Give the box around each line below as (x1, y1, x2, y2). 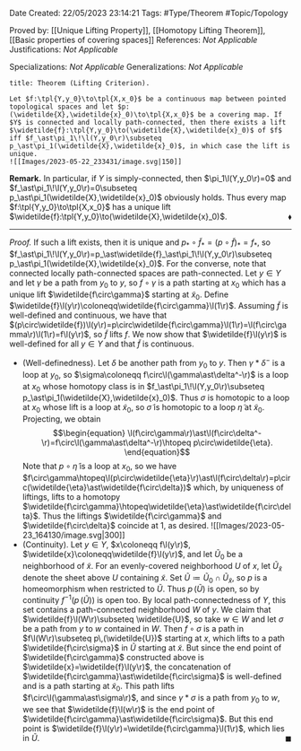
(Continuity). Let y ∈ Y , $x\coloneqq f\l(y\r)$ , (21, 539, 191, 550)
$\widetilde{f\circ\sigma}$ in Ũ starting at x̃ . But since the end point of (21, 642, 282, 653)
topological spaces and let (9, 102, 115, 111)
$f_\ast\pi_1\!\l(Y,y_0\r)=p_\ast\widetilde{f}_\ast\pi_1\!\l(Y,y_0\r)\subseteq (9, 249, 272, 259)
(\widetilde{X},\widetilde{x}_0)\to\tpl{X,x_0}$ (9, 110, 194, 119)
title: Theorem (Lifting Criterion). (9, 79, 150, 88)
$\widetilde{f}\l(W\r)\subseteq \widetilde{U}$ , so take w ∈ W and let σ (21, 614, 284, 624)
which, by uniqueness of (193, 482, 284, 493)
